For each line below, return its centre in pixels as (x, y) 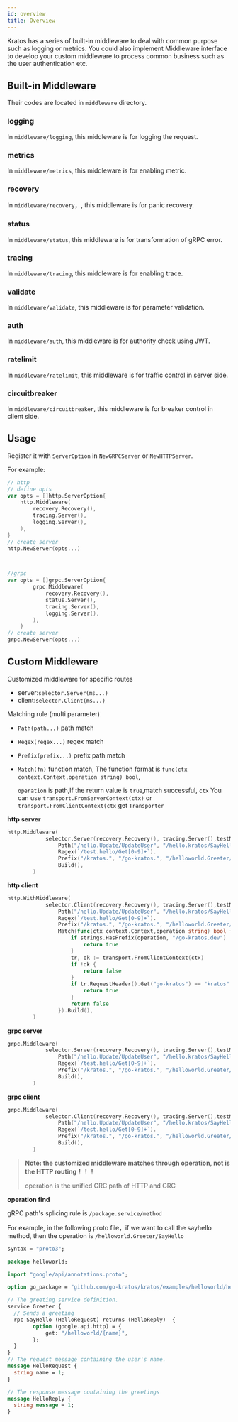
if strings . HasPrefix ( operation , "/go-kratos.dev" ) (148, 938)
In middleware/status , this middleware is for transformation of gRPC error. (115, 239)
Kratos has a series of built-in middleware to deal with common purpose (113, 40)
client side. (23, 416)
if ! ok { (84, 964)
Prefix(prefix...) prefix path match (71, 755)
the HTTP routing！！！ (60, 1171)
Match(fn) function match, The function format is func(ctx (102, 769)
